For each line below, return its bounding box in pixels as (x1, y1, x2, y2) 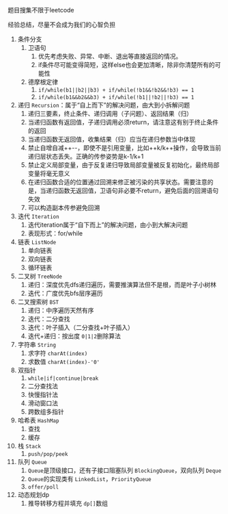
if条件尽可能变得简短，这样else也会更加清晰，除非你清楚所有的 (38, 61, 216, 68)
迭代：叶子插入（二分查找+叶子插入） (27, 324, 134, 331)
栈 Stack (17, 442, 42, 450)
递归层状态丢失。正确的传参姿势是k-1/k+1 (27, 153, 144, 160)
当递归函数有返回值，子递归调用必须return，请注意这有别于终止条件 (27, 118, 219, 126)
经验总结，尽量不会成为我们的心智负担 (8, 21, 115, 29)
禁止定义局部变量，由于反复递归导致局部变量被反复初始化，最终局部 (27, 161, 220, 169)
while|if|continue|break (27, 375, 99, 382)
